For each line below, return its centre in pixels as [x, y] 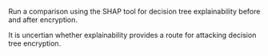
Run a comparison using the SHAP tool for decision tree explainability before [134, 11]
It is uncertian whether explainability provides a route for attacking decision [132, 35]
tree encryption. [35, 43]
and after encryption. [43, 20]
